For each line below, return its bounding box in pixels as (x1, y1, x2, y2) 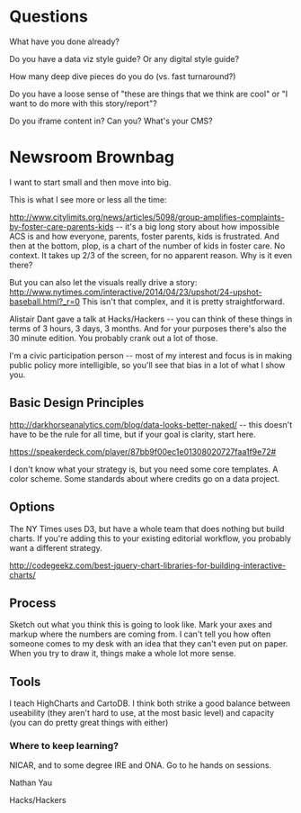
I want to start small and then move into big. (9, 176, 172, 187)
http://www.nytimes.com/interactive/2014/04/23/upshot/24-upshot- (9, 286, 262, 297)
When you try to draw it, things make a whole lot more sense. (9, 648, 236, 659)
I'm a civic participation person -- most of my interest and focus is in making (9, 349, 293, 361)
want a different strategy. (9, 542, 103, 553)
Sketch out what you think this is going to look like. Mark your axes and (9, 619, 272, 630)
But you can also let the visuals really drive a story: (9, 276, 198, 287)
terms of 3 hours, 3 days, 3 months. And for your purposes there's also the (9, 322, 288, 334)
